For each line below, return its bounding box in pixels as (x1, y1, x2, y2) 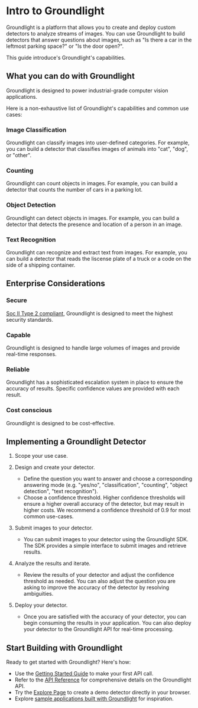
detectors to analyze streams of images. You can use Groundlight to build (6, 30, 185, 37)
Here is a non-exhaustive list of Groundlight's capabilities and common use (6, 105, 189, 112)
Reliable (6, 365, 30, 373)
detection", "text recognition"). (23, 488, 99, 495)
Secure (6, 296, 28, 305)
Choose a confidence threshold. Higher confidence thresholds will (23, 494, 185, 501)
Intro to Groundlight (6, 4, 105, 18)
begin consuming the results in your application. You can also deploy (23, 619, 191, 626)
